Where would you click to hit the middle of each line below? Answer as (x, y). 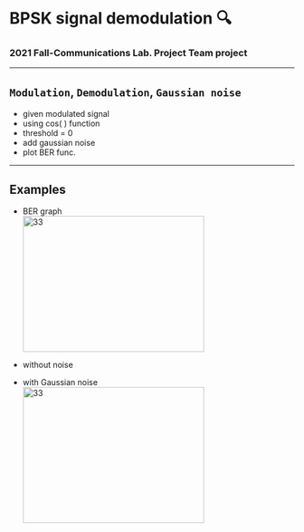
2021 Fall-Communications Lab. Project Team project (128, 53)
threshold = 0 (47, 133)
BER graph (42, 211)
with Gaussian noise (60, 382)
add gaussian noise (59, 143)
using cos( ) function (61, 123)
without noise (48, 365)
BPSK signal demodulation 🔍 (121, 19)
